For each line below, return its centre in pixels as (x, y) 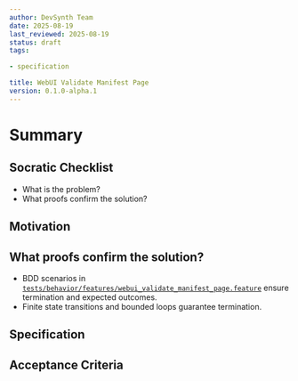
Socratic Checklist (61, 168)
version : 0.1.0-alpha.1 (53, 91)
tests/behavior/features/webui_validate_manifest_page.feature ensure (155, 288)
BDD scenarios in (54, 278)
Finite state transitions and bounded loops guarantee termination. (142, 306)
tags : (19, 51)
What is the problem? (61, 189)
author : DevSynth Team (51, 17)
